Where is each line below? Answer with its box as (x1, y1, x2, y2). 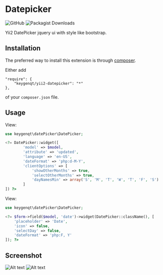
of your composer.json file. (5, 94, 59, 100)
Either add (5, 67, 26, 73)
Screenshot (5, 251, 42, 260)
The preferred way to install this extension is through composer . (5, 57, 136, 63)
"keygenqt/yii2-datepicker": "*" (14, 81, 83, 86)
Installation (5, 44, 41, 53)
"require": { (5, 76, 32, 82)
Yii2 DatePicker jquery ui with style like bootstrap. (5, 29, 107, 35)
